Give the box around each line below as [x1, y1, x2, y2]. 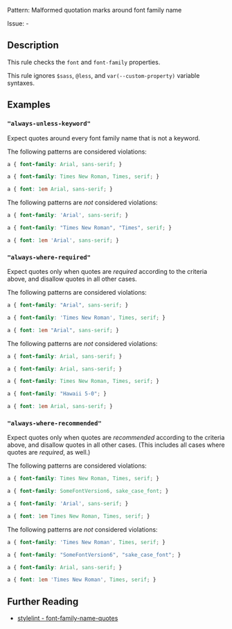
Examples [7, 99, 51, 111]
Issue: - [7, 19, 29, 27]
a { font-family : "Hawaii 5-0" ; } [7, 391, 107, 398]
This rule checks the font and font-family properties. [7, 58, 161, 66]
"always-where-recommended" [7, 419, 102, 427]
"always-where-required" [7, 253, 91, 261]
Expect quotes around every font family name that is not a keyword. [7, 133, 201, 142]
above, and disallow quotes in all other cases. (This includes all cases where [7, 441, 225, 449]
